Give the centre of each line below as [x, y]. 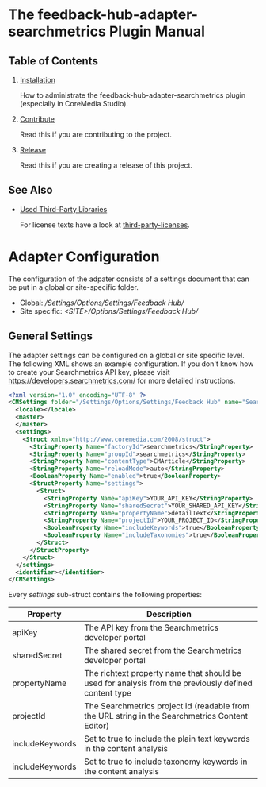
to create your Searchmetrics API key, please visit [89, 372]
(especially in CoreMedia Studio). [74, 104]
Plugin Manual [157, 31]
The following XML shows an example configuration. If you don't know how [131, 364]
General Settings [51, 336]
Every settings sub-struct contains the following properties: [105, 595]
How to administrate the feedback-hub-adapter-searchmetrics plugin [133, 95]
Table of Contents [53, 61]
